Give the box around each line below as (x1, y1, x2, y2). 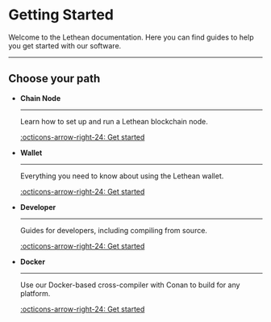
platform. (19, 288, 51, 298)
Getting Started (8, 6, 115, 24)
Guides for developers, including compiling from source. (19, 225, 208, 235)
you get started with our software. (8, 40, 122, 50)
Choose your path (8, 72, 101, 86)
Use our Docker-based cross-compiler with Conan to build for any (19, 280, 240, 290)
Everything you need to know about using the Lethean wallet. (19, 171, 224, 181)
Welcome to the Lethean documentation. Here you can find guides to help (8, 32, 254, 42)
